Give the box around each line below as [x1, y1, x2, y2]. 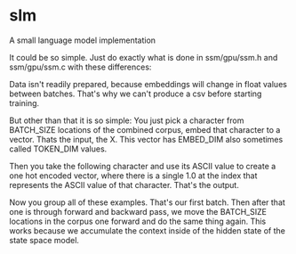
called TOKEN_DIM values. [9, 143, 108, 154]
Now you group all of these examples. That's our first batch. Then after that [9, 197, 286, 208]
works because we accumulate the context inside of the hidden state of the [9, 225, 286, 236]
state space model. [9, 234, 80, 245]
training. [9, 97, 40, 108]
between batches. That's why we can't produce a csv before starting [9, 88, 262, 99]
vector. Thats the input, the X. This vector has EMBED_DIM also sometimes [9, 134, 284, 144]
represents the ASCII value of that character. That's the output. [9, 179, 240, 190]
